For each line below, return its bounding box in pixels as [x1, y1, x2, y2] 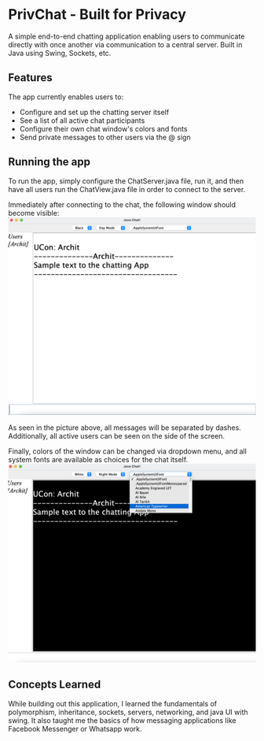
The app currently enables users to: [8, 92, 124, 102]
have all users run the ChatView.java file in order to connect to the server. [8, 184, 246, 194]
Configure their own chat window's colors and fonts [19, 124, 188, 133]
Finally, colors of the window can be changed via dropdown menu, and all [8, 446, 247, 456]
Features [8, 71, 53, 84]
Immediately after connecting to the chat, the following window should [8, 199, 236, 209]
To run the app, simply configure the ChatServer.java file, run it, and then [8, 176, 244, 186]
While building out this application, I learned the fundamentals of [8, 698, 218, 708]
